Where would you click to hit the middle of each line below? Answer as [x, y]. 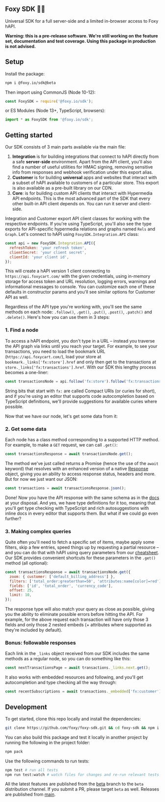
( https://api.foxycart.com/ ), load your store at [53, 356]
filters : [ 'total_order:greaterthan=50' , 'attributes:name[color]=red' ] [85, 581]
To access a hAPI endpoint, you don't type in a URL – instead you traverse [80, 341]
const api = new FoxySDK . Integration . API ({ [50, 243]
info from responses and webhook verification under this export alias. [82, 172]
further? [13, 518]
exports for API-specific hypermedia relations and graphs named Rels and [80, 229]
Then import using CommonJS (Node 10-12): [50, 92]
